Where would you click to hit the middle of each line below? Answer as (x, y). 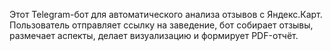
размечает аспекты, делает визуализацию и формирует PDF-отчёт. (154, 35)
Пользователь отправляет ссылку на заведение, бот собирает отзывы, (161, 25)
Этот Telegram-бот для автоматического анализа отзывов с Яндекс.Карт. (166, 14)
